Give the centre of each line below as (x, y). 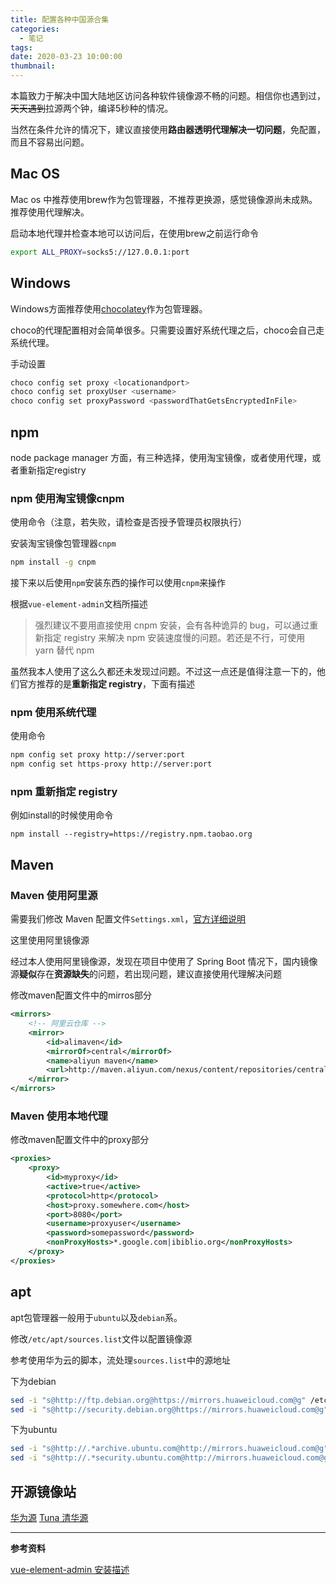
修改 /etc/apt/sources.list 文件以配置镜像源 (101, 1338)
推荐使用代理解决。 (50, 212)
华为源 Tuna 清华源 (49, 1517)
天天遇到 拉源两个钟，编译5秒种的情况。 (92, 108)
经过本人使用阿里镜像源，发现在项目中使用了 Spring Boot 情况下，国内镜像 (164, 962)
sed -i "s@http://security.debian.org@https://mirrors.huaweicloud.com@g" (169, 1409)
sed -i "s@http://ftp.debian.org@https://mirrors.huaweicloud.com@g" (158, 1400)
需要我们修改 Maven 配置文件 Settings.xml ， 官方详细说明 (128, 919)
